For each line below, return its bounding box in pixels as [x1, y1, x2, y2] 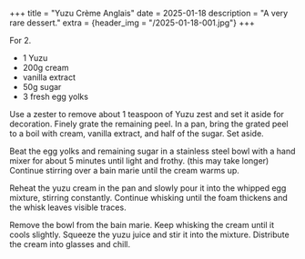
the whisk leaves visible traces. [9, 202, 127, 213]
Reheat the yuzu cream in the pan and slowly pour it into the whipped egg [9, 183, 287, 194]
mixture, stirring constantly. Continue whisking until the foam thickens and [9, 193, 289, 203]
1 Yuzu [22, 53, 48, 63]
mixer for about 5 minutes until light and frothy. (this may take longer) [9, 155, 269, 166]
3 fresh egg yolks [22, 91, 89, 102]
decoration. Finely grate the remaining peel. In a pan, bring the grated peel [9, 118, 289, 129]
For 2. [9, 35, 32, 45]
